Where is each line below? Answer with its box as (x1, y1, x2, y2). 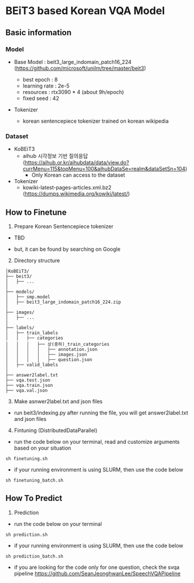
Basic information (5, 28, 72, 38)
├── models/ (5, 289, 35, 295)
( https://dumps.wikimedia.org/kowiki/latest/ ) (22, 190, 130, 197)
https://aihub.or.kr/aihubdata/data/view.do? (25, 159, 130, 166)
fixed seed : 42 (22, 95, 59, 102)
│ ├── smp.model (5, 294, 50, 300)
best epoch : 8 (22, 76, 58, 83)
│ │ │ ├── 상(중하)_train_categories (5, 341, 110, 347)
